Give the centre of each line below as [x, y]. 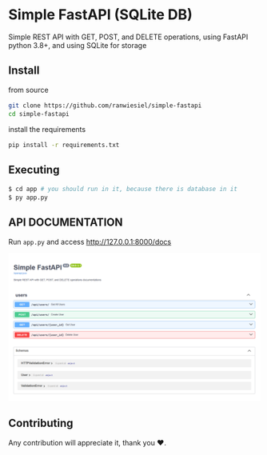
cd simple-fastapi [39, 114]
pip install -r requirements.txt [64, 145]
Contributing [41, 423]
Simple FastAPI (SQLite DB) [101, 15]
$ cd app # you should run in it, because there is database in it [123, 190]
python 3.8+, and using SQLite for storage [78, 45]
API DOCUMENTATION [66, 223]
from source [29, 90]
